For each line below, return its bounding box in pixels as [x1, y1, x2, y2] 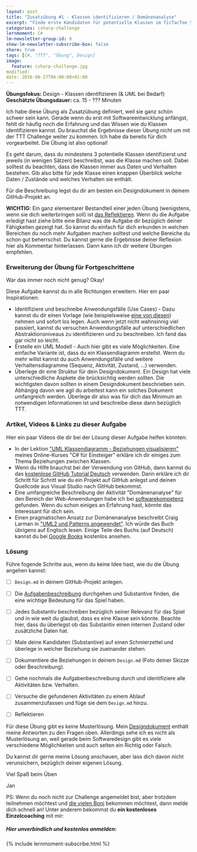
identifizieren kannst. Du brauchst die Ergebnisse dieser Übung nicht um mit [6, 127, 191, 134]
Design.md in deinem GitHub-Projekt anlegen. [14, 578, 124, 585]
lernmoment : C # [6, 31, 43, 36]
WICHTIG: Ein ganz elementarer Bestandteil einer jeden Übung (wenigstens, [6, 205, 191, 212]
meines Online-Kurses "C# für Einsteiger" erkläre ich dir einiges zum [14, 451, 181, 458]
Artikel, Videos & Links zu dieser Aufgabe [6, 420, 127, 428]
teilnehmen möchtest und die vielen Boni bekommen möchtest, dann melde [6, 800, 188, 807]
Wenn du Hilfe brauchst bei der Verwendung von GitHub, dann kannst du [14, 464, 191, 471]
